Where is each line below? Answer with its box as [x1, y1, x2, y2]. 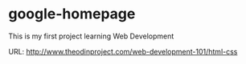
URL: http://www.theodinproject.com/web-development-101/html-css [8, 46, 238, 56]
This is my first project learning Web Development [8, 31, 174, 41]
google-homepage [8, 5, 136, 23]
